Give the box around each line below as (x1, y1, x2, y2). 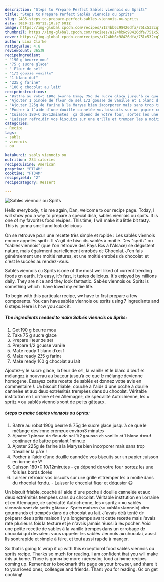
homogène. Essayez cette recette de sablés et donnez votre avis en (5, 378, 142, 384)
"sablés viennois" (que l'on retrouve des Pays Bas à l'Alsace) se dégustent (5, 243, 155, 248)
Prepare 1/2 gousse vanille (12, 342, 66, 348)
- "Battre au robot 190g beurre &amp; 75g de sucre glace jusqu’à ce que (5, 94, 159, 98)
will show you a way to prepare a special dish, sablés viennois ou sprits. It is (5, 213, 158, 218)
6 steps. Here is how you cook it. (5, 303, 71, 309)
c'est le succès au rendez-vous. (5, 258, 70, 264)
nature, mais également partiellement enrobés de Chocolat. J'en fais (5, 248, 143, 254)
